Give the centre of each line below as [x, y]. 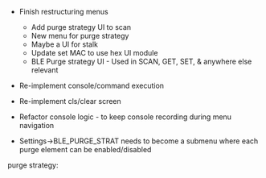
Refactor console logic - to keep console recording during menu [125, 117]
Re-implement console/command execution [92, 85]
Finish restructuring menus [64, 12]
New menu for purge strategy [80, 36]
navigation [37, 125]
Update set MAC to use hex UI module [94, 53]
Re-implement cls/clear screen [70, 101]
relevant [45, 70]
